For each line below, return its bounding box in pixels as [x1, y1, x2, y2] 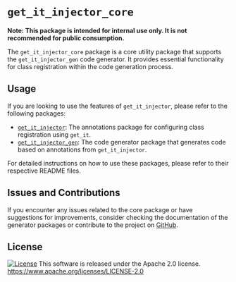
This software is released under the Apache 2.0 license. [38, 259, 201, 268]
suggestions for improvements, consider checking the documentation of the [7, 213, 228, 221]
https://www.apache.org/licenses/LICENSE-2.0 [7, 267, 144, 276]
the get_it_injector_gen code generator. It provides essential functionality [7, 55, 224, 63]
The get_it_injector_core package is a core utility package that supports [7, 47, 222, 56]
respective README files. [7, 166, 81, 175]
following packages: [7, 109, 66, 118]
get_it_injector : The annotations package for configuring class [17, 123, 204, 131]
